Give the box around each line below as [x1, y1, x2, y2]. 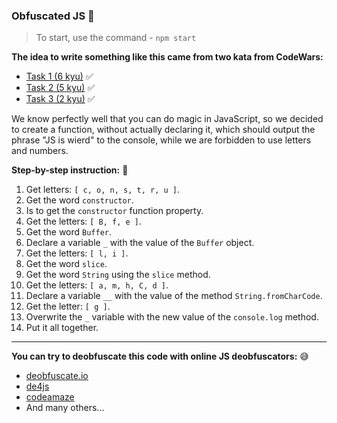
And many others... [25, 402, 105, 414]
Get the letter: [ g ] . [25, 300, 111, 313]
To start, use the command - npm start [35, 32, 197, 44]
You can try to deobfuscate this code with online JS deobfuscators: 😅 [11, 350, 309, 363]
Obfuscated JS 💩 [11, 9, 95, 23]
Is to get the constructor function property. [25, 205, 204, 217]
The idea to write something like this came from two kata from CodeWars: [11, 51, 324, 63]
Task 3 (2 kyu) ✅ [25, 93, 96, 105]
